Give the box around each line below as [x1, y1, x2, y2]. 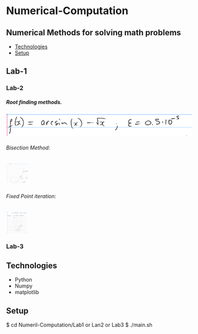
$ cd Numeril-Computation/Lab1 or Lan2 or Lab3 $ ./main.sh [6, 322, 153, 329]
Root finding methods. [6, 98, 62, 105]
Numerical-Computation [6, 4, 128, 18]
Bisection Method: [6, 144, 51, 151]
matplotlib [14, 289, 39, 296]
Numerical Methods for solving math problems [6, 28, 181, 38]
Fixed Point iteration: [6, 192, 57, 199]
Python [14, 276, 32, 283]
